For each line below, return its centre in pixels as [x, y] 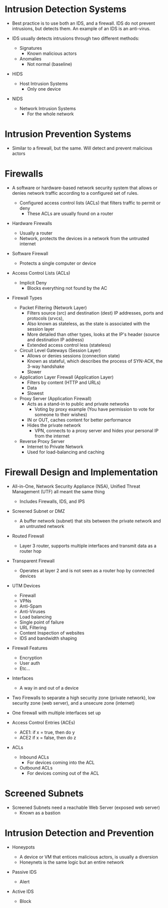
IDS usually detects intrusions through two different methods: [75, 38]
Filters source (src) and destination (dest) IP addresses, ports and [95, 313]
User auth [30, 663]
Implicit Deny [33, 282]
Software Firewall [30, 253]
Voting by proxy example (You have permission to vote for [95, 409]
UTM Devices [26, 585]
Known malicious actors [52, 53]
